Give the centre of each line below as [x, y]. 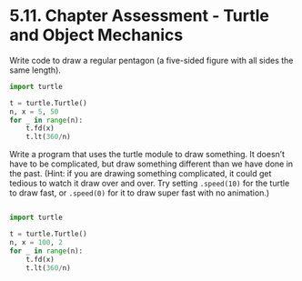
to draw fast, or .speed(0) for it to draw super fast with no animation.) [140, 193]
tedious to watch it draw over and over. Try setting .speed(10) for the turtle [150, 184]
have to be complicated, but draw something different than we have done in [151, 164]
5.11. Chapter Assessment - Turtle [140, 16]
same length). [35, 70]
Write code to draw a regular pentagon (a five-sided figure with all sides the [151, 60]
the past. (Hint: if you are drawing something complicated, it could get [141, 174]
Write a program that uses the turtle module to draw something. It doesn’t [147, 155]
